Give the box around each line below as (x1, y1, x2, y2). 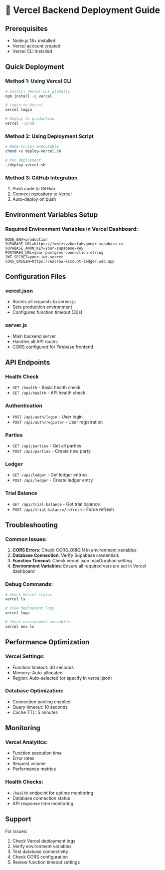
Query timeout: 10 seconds (12, 704, 68, 710)
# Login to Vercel (5, 102, 43, 108)
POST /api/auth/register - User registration (12, 419, 103, 425)
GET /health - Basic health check (12, 385, 81, 391)
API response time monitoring (12, 800, 74, 806)
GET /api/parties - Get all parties (12, 442, 81, 448)
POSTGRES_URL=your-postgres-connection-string (5, 250, 104, 255)
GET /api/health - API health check (12, 390, 86, 396)
